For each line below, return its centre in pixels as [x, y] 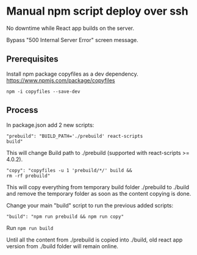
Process [22, 110]
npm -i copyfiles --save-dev [43, 92]
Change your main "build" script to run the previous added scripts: [90, 205]
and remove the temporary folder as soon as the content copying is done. [99, 193]
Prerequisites [32, 59]
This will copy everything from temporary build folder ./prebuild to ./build [98, 187]
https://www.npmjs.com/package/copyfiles [61, 80]
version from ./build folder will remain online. [63, 246]
